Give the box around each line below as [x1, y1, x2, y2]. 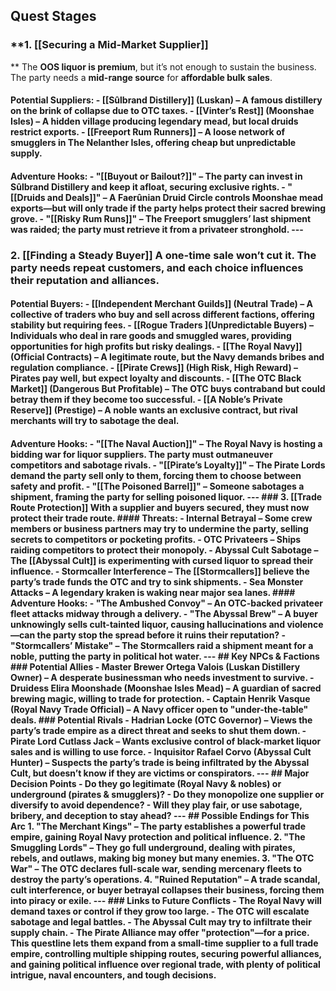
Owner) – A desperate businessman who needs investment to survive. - [10, 671, 315, 683]
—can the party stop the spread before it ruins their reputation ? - [10, 629, 287, 641]
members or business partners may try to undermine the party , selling [10, 522, 309, 534]
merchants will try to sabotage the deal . [10, 415, 180, 427]
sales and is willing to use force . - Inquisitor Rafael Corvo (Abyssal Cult [10, 745, 312, 758]
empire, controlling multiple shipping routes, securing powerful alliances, [10, 947, 322, 959]
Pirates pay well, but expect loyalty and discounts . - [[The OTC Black [10, 372, 302, 384]
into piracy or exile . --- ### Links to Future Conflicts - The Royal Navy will [10, 894, 322, 906]
